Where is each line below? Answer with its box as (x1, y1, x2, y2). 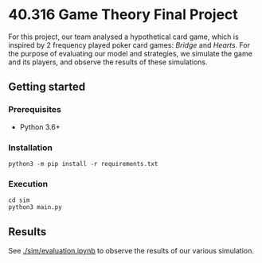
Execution (8, 178, 49, 189)
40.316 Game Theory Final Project (8, 6, 239, 24)
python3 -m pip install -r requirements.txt (8, 160, 158, 168)
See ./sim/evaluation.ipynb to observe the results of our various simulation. (8, 246, 255, 256)
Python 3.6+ (19, 122, 61, 132)
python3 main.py (8, 203, 62, 211)
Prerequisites (8, 104, 61, 115)
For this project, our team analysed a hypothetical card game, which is (8, 32, 239, 41)
